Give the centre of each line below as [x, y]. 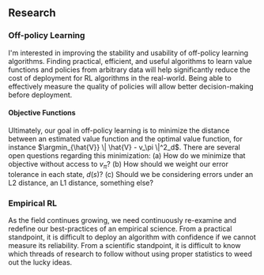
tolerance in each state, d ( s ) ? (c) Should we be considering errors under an [131, 174]
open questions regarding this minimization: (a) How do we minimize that [127, 155]
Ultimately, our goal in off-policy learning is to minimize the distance [119, 130]
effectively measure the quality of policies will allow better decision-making [131, 86]
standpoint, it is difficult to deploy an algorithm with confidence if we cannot [132, 237]
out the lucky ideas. [40, 262]
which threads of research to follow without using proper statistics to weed [130, 254]
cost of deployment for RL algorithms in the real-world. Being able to [120, 77]
